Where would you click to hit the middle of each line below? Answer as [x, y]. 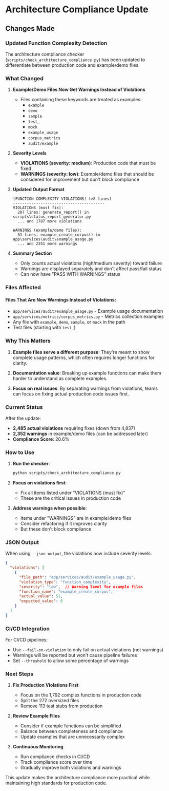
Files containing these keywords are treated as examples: [81, 100]
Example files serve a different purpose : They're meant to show [81, 352]
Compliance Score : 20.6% [41, 439]
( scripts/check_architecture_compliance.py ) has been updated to [75, 60]
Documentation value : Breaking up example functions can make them [87, 373]
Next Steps [19, 674]
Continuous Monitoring [38, 747]
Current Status [24, 407]
